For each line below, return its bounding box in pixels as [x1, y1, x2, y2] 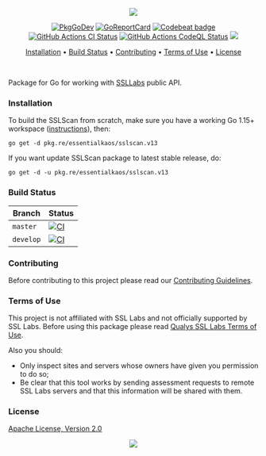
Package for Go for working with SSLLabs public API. [8, 78, 183, 87]
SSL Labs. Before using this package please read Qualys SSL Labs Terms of [8, 322, 257, 331]
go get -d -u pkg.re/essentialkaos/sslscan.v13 [8, 169, 169, 177]
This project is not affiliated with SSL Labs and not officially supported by [8, 313, 248, 323]
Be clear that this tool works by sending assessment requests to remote [19, 377, 255, 388]
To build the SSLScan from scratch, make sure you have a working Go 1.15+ [8, 116, 256, 125]
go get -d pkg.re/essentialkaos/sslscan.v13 [8, 140, 158, 148]
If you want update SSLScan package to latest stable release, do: [8, 153, 222, 163]
